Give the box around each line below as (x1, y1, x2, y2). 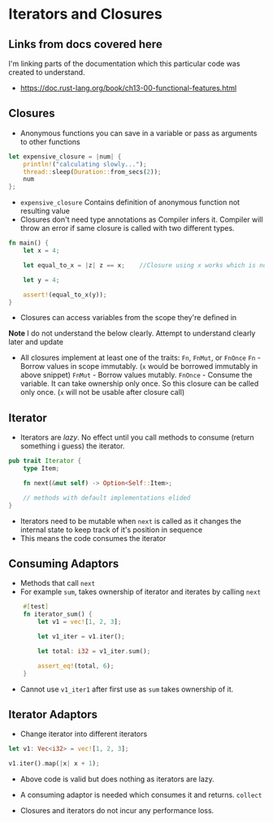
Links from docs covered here (8, 37, 162, 51)
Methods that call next (19, 578, 96, 588)
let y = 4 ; (23, 275, 60, 284)
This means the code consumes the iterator (19, 533, 167, 543)
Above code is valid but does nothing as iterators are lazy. (19, 774, 215, 784)
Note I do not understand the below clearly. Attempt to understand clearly (8, 328, 256, 338)
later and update (8, 337, 63, 347)
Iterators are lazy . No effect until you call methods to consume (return (19, 432, 254, 443)
